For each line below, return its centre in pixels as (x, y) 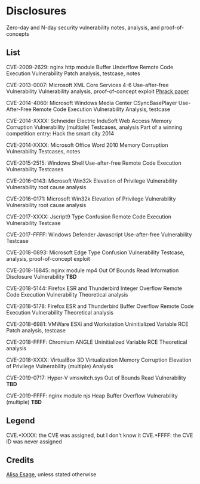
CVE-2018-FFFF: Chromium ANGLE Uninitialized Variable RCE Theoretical (97, 342)
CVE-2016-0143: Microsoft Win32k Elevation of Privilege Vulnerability (92, 181)
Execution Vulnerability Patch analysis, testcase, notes (73, 73)
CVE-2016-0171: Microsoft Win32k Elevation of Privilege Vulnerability (91, 199)
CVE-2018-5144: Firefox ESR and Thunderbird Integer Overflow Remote (94, 288)
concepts (18, 33)
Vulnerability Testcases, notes (43, 151)
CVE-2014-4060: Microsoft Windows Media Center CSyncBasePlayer (92, 103)
